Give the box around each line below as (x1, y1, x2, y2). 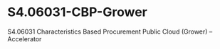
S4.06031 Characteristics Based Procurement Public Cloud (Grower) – (7, 27, 213, 36)
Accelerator (7, 34, 42, 43)
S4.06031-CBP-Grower (7, 4, 147, 20)
